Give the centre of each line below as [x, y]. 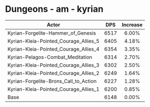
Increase [132, 25]
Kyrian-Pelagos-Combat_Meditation [50, 57]
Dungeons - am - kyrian [54, 9]
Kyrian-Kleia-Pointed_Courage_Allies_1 [53, 89]
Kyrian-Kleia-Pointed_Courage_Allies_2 [53, 73]
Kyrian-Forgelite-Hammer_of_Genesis [52, 33]
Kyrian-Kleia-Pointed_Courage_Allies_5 [53, 41]
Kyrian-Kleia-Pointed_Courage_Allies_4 [53, 49]
